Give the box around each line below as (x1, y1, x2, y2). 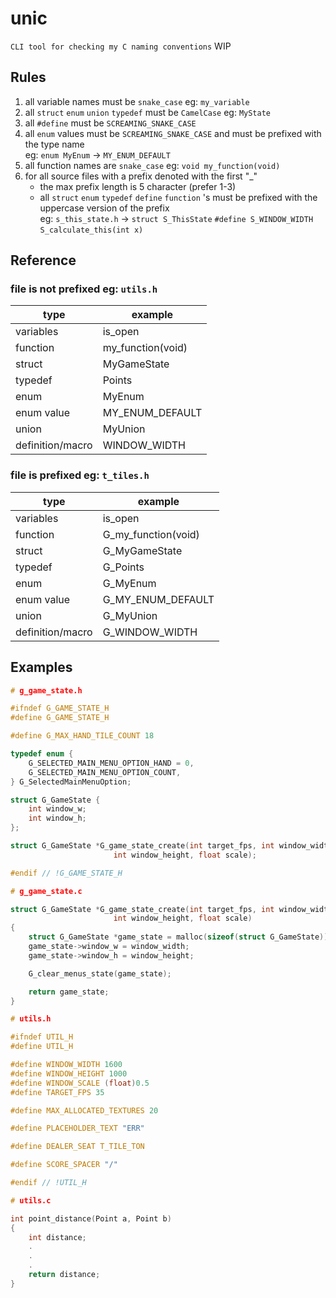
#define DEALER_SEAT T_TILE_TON (10, 1142, 145, 1152)
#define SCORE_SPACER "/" (10, 1160, 118, 1170)
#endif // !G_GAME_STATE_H (10, 868, 123, 878)
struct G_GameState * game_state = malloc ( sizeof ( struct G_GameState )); (28, 932, 333, 942)
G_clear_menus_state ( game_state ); (28, 968, 172, 979)
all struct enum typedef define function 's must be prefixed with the (39, 191, 318, 203)
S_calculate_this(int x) (39, 225, 144, 235)
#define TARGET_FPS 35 (10, 1087, 105, 1097)
